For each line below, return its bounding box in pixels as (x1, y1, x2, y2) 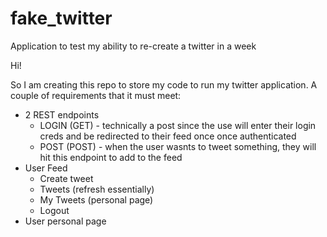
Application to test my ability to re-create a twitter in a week (10, 40, 257, 52)
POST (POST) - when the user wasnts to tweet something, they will (39, 140, 317, 152)
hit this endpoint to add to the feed (39, 151, 183, 163)
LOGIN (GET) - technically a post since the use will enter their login (39, 119, 317, 131)
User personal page (24, 215, 107, 227)
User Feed (24, 162, 68, 174)
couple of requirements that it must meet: (10, 89, 182, 101)
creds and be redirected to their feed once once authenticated (39, 130, 297, 142)
